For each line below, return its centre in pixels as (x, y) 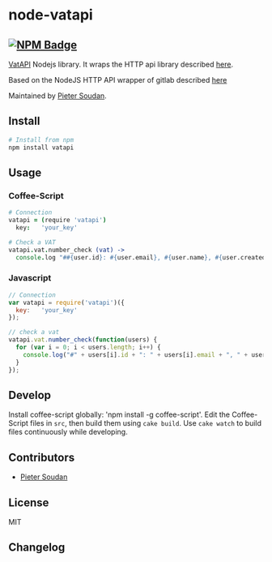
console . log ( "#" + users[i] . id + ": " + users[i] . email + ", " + (136, 354)
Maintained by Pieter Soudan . (57, 96)
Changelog (37, 548)
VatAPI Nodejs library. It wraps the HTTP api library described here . (121, 64)
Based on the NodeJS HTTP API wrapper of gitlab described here (118, 80)
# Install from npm (41, 139)
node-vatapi (51, 15)
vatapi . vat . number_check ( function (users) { (83, 340)
